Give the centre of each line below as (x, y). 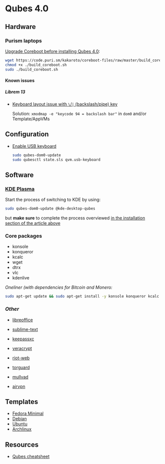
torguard (21, 367)
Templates (22, 402)
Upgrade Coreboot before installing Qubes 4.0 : (53, 51)
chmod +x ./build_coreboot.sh (36, 65)
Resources (22, 445)
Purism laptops (24, 41)
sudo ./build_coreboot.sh (31, 69)
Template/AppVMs (31, 119)
